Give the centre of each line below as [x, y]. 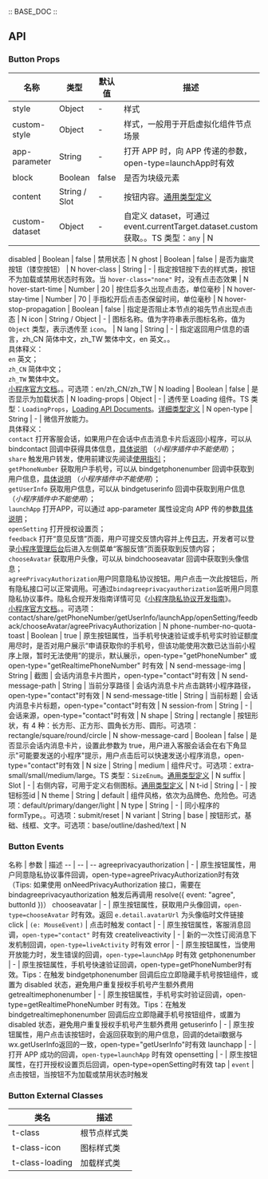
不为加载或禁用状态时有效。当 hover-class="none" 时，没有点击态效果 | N [128, 279]
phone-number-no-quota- [213, 625]
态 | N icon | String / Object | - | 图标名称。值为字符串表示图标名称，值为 [127, 319]
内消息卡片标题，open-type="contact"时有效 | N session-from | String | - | [130, 705]
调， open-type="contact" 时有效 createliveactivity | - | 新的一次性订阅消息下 [132, 935]
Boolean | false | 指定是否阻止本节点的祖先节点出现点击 [162, 309]
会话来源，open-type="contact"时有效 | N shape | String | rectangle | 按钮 [130, 715]
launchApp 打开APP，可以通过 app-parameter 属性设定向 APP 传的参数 [124, 508]
